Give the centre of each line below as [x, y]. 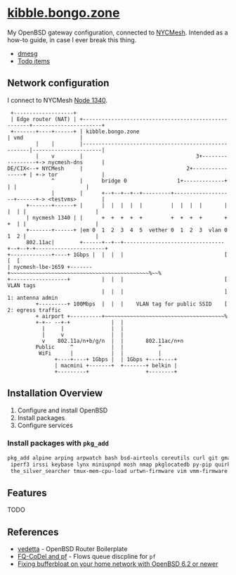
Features [27, 493]
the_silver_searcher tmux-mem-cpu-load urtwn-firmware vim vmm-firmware [119, 471]
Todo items [34, 61]
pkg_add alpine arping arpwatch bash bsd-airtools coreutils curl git [113, 458]
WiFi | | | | [100, 353]
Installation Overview [55, 393]
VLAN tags [22, 285]
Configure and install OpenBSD [63, 410]
